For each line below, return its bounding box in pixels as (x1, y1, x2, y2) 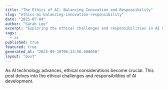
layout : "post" (5, 53, 37, 59)
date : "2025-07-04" (5, 16, 46, 21)
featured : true (5, 44, 37, 49)
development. (5, 78, 33, 84)
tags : (5, 30, 16, 35)
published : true (5, 40, 39, 45)
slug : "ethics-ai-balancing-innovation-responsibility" (5, 12, 124, 17)
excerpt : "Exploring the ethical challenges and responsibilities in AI (5, 26, 160, 31)
